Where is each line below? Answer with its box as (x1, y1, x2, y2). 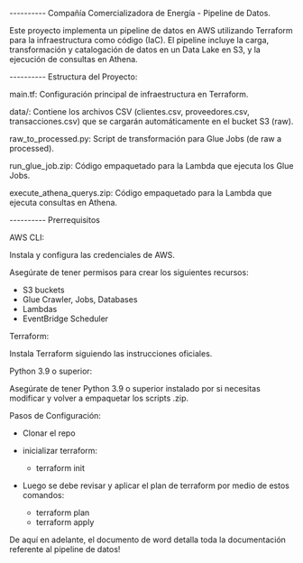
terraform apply (35, 517, 95, 527)
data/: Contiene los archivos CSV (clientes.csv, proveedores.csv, (9, 106, 250, 116)
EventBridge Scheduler (22, 313, 109, 324)
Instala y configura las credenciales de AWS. (9, 250, 176, 260)
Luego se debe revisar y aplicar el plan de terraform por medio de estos (22, 480, 290, 491)
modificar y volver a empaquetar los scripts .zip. (9, 392, 189, 403)
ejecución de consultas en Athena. (9, 54, 138, 64)
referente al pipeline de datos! (9, 544, 121, 554)
